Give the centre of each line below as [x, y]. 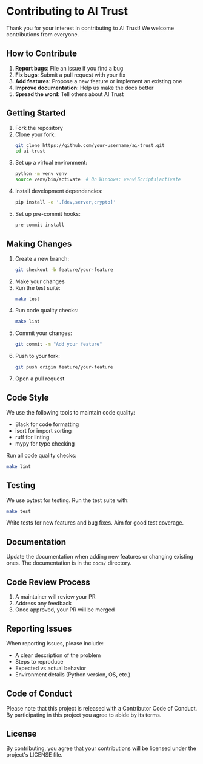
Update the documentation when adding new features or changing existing [100, 557]
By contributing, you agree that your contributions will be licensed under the [101, 748]
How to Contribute [42, 54]
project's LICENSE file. [35, 755]
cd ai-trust [30, 151]
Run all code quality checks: [42, 455]
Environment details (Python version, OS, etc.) [73, 674]
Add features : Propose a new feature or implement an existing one [98, 81]
